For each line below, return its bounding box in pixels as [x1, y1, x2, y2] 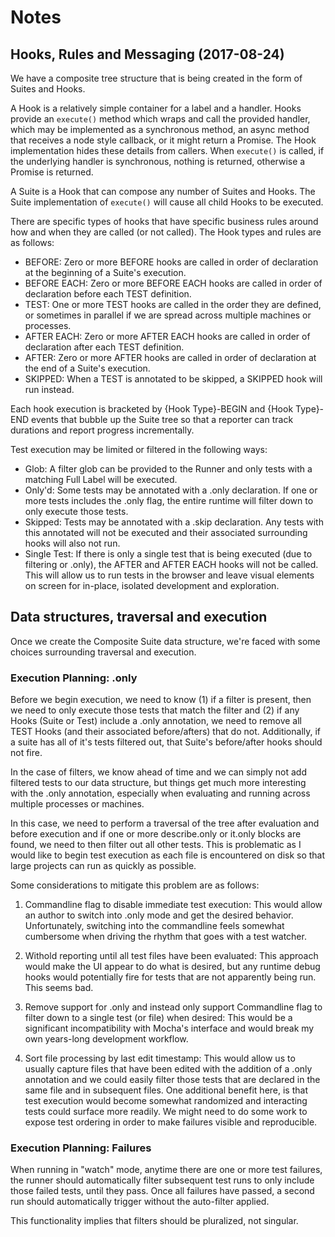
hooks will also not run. [24, 537, 121, 549]
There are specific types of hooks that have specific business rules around [10, 216, 319, 227]
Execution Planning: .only [10, 671, 138, 685]
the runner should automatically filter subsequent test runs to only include [10, 1174, 315, 1186]
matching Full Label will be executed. [24, 474, 178, 485]
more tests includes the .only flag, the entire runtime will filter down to [24, 495, 314, 506]
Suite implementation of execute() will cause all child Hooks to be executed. [10, 196, 324, 208]
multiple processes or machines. [10, 798, 145, 810]
